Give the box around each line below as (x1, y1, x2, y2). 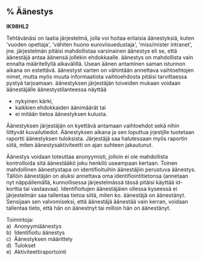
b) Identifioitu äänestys (6, 228, 65, 236)
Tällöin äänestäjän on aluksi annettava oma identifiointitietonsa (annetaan (6, 172, 189, 179)
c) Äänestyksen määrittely (6, 235, 73, 242)
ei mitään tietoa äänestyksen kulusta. (14, 110, 107, 117)
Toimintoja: (6, 216, 34, 223)
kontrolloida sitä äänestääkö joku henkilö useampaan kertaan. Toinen (6, 159, 178, 167)
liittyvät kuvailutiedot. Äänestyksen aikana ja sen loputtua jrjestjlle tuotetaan (6, 128, 195, 135)
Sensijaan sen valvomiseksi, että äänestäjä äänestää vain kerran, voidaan (6, 198, 188, 205)
